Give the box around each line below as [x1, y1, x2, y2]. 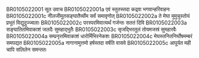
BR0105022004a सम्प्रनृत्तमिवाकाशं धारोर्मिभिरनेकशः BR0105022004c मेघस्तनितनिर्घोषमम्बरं [6, 33, 193, 39]
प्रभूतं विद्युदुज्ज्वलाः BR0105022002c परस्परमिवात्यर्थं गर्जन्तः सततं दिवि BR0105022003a [6, 19, 187, 26]
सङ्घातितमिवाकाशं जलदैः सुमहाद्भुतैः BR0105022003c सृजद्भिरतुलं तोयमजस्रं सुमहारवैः [6, 26, 177, 33]
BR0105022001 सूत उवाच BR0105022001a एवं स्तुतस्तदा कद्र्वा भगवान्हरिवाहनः [6, 6, 170, 13]
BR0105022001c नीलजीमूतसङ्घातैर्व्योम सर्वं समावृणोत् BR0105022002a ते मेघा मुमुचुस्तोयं [6, 13, 190, 19]
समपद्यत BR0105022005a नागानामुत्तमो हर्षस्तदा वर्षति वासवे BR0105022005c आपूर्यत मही [6, 39, 191, 46]
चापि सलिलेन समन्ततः [6, 46, 47, 53]
